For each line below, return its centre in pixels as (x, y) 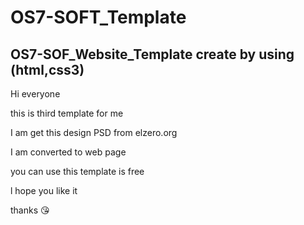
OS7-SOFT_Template (98, 17)
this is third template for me (67, 113)
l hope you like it (44, 190)
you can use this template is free (77, 171)
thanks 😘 (30, 210)
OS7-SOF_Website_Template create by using (152, 54)
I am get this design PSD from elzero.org (94, 132)
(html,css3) (47, 69)
